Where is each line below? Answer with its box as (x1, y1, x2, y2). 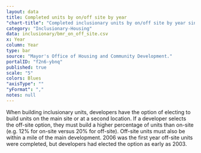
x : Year (6, 36, 26, 42)
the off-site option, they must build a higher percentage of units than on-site (6, 121, 194, 128)
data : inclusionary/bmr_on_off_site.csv (6, 31, 109, 37)
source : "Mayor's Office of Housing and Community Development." (6, 53, 172, 59)
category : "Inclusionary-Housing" (6, 25, 93, 32)
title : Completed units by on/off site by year (6, 14, 127, 20)
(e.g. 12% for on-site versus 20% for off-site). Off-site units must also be (6, 127, 185, 134)
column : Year (6, 42, 39, 48)
